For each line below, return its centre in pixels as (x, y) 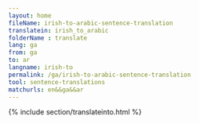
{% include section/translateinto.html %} (75, 112)
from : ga (23, 52)
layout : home (30, 15)
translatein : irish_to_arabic (59, 30)
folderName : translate (48, 38)
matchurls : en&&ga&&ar (46, 89)
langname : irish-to (41, 68)
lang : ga (23, 45)
